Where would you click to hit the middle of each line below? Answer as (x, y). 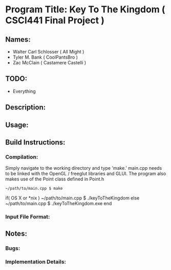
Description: (26, 107)
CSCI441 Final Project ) (55, 20)
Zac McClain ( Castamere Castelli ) (49, 62)
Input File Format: (28, 217)
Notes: (16, 233)
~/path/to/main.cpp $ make (34, 189)
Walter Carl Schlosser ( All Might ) (48, 52)
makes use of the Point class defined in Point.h (55, 179)
